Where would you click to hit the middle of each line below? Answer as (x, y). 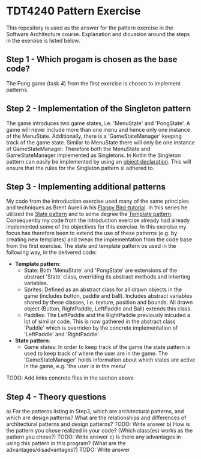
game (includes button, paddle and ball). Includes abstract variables (108, 296)
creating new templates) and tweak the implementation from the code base (99, 239)
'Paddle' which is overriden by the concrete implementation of (101, 328)
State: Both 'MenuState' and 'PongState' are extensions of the (100, 270)
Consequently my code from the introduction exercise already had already (98, 220)
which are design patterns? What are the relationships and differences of (96, 418)
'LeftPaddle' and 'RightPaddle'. (62, 334)
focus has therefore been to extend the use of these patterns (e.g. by (92, 233)
